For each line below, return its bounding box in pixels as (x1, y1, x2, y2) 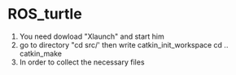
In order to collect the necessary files (19, 57, 145, 67)
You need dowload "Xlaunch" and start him (19, 31, 164, 41)
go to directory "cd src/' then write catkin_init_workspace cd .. (19, 40, 229, 49)
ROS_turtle (7, 5, 82, 23)
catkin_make (19, 48, 63, 58)
